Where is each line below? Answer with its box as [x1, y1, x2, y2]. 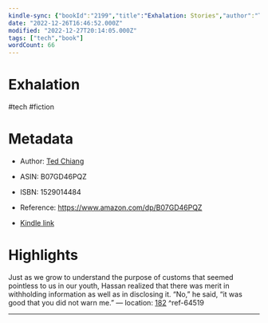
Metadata [8, 130, 73, 148]
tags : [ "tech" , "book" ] [8, 33, 84, 42]
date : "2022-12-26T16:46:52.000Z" [8, 19, 124, 27]
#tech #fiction [8, 102, 54, 112]
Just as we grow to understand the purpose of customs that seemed [8, 272, 234, 282]
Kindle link [19, 219, 54, 227]
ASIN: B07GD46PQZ [19, 172, 88, 181]
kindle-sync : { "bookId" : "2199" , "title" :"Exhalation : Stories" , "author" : [8, 11, 255, 20]
